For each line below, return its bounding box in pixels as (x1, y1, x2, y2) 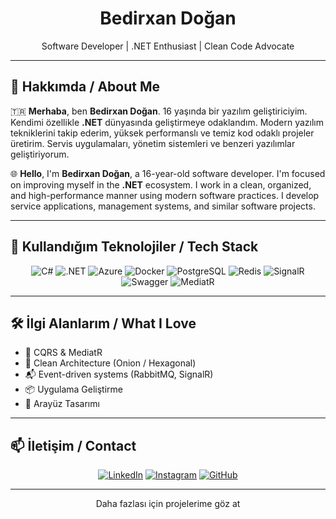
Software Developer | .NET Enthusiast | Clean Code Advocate (41, 40, 295, 52)
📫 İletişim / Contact (10, 437, 137, 454)
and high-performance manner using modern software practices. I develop (10, 189, 320, 201)
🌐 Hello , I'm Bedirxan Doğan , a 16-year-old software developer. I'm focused (10, 167, 326, 179)
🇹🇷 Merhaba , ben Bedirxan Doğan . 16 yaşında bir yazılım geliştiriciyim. (10, 105, 308, 117)
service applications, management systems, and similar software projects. (10, 200, 316, 212)
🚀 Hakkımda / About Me (10, 78, 160, 96)
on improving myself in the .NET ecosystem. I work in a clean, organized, (10, 178, 312, 191)
